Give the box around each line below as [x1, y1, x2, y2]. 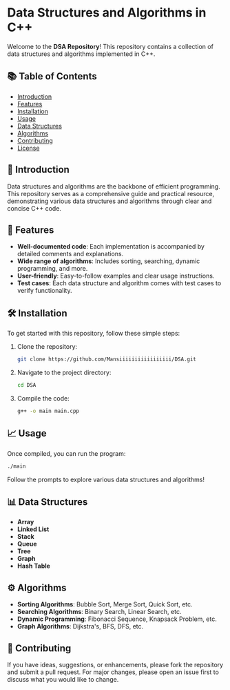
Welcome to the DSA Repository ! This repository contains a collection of [7, 42, 213, 50]
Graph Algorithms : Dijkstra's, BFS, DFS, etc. [17, 622, 144, 631]
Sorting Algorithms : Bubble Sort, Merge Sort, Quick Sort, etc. [17, 600, 193, 608]
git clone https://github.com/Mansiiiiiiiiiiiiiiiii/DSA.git [17, 356, 197, 363]
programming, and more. [17, 265, 88, 273]
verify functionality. [17, 287, 72, 295]
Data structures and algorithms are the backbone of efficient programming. [7, 182, 220, 191]
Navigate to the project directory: [17, 368, 112, 377]
